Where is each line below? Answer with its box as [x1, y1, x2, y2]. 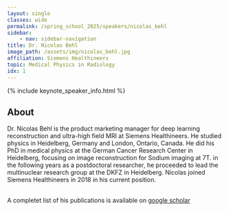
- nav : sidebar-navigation [19, 36, 97, 43]
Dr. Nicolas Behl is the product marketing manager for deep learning [7, 124, 201, 133]
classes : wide [7, 16, 48, 23]
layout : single [7, 10, 51, 17]
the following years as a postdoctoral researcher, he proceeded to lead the [7, 161, 218, 169]
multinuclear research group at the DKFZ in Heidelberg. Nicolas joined [7, 168, 206, 177]
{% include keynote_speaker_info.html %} [7, 87, 126, 95]
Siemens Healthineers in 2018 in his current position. [7, 176, 157, 184]
